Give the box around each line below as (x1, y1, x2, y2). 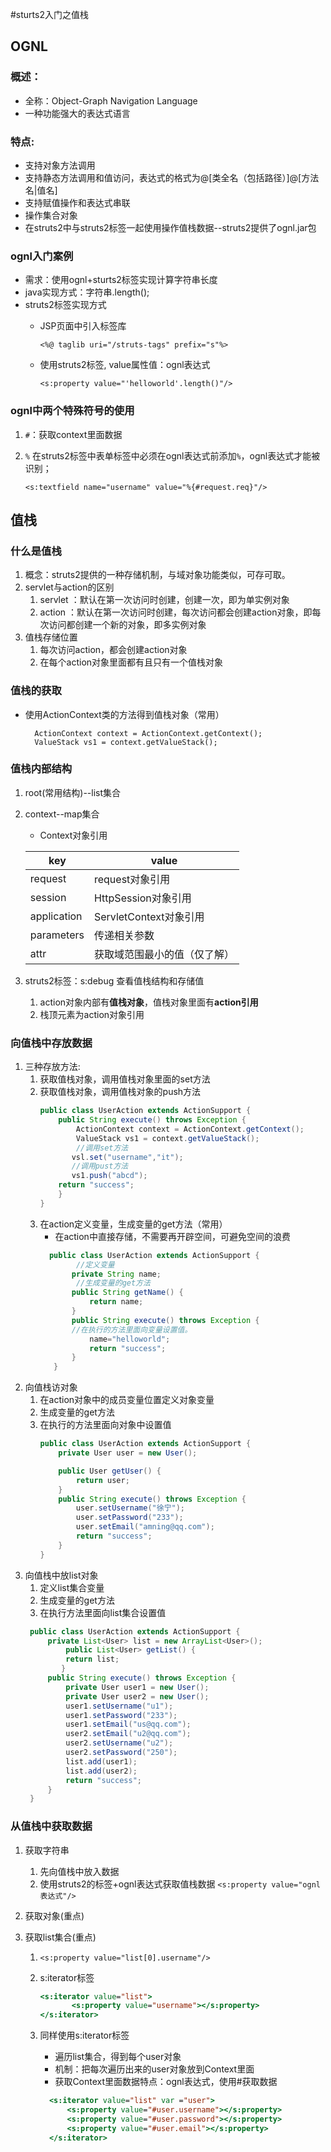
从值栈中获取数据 (10, 1819, 93, 1833)
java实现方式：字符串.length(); (24, 286, 150, 298)
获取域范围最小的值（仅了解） (93, 947, 235, 961)
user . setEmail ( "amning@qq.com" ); (75, 1522, 215, 1532)
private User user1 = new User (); (65, 1682, 210, 1692)
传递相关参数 (93, 928, 155, 942)
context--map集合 (24, 808, 100, 820)
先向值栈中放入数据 (39, 1865, 120, 1877)
